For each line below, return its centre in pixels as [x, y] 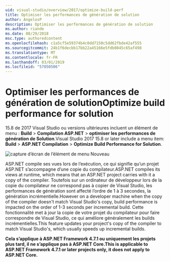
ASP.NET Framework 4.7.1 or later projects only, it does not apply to [77, 250]
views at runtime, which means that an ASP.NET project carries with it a [80, 175]
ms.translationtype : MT [30, 53]
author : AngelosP [24, 19]
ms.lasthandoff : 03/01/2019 [35, 62]
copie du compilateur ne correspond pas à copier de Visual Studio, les [79, 186]
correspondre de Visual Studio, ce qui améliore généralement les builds [80, 218]
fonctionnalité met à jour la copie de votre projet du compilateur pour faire [82, 213]
